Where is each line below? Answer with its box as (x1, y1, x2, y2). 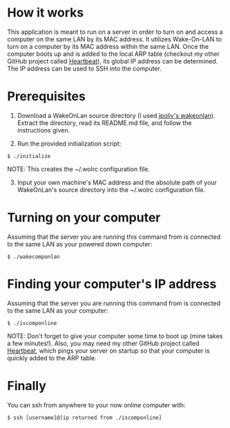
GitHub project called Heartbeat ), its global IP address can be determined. (7, 57, 218, 65)
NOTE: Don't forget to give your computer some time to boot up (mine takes (7, 331, 223, 340)
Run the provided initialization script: (17, 139, 122, 148)
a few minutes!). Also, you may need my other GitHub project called (7, 339, 200, 347)
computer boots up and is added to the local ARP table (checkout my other (7, 50, 220, 58)
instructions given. (17, 126, 70, 134)
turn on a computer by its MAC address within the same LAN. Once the (7, 42, 209, 50)
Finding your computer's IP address (7, 276, 217, 291)
